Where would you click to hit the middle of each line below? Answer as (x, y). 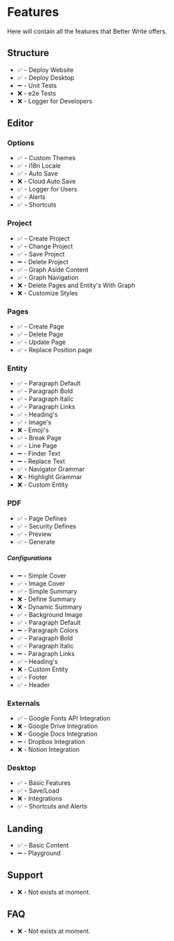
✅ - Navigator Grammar (51, 469)
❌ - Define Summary (46, 599)
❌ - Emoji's (33, 430)
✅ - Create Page (40, 327)
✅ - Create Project (43, 238)
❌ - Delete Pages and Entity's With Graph (76, 285)
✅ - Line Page (37, 446)
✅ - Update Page (41, 342)
